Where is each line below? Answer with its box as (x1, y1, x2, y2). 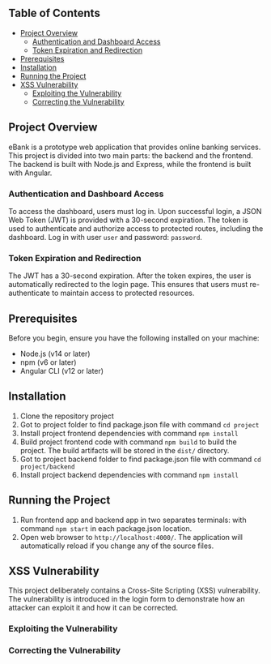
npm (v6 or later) (19, 358, 77, 367)
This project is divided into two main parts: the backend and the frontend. (8, 150, 253, 161)
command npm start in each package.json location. (19, 523, 193, 533)
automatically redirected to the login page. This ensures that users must (8, 280, 248, 289)
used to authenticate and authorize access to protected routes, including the (8, 223, 264, 233)
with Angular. (8, 168, 53, 178)
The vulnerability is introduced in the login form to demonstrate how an (8, 594, 245, 604)
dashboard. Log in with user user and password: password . (8, 232, 202, 242)
